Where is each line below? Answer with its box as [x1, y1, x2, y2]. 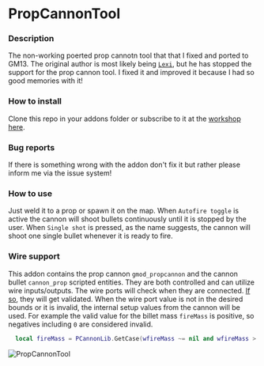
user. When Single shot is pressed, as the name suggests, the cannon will [8, 223, 251, 232]
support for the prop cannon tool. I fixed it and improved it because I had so [8, 68, 255, 77]
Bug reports [8, 141, 55, 153]
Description [8, 33, 55, 44]
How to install [8, 96, 62, 107]
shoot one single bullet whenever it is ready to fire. [8, 231, 174, 241]
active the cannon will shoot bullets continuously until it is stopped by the [8, 214, 247, 224]
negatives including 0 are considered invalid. [8, 319, 153, 329]
